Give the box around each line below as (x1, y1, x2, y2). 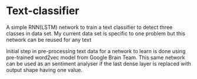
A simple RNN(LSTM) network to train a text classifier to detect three (6, 24, 173, 31)
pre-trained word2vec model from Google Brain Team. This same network (6, 54, 185, 61)
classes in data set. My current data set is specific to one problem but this (6, 29, 185, 37)
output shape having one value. (6, 66, 83, 73)
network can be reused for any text (6, 36, 92, 43)
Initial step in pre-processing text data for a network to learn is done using (6, 47, 186, 54)
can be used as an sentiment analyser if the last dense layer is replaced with (6, 60, 191, 67)
